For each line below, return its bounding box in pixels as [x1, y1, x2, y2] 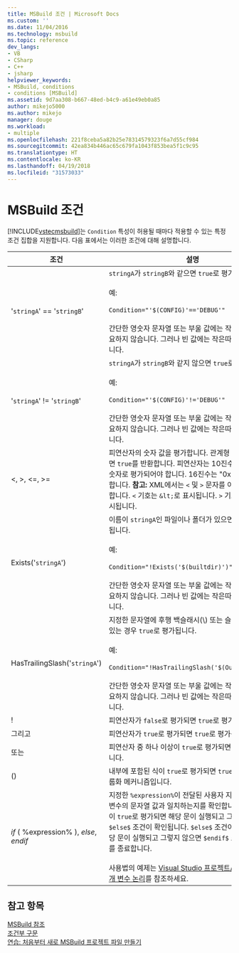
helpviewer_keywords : [7, 76, 72, 84]
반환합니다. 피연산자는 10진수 [139, 458, 234, 468]
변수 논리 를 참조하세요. [117, 873, 189, 883]
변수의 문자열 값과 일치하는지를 [108, 801, 206, 811]
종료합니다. [117, 843, 152, 853]
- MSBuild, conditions [7, 83, 75, 90]
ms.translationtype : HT [7, 149, 78, 156]
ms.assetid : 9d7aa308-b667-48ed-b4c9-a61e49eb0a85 [7, 97, 161, 104]
